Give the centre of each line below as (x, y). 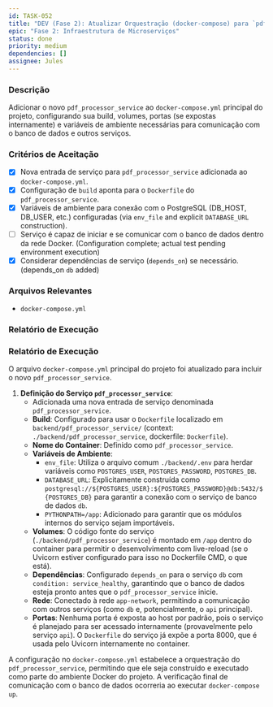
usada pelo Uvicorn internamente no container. (111, 644)
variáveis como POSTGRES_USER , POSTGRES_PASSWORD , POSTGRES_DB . (151, 471)
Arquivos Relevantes (50, 291)
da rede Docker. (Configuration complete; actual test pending (123, 243)
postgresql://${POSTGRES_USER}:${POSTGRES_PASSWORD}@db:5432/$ (154, 489)
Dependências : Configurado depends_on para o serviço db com (138, 575)
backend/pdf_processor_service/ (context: (103, 428)
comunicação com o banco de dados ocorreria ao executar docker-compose (134, 685)
